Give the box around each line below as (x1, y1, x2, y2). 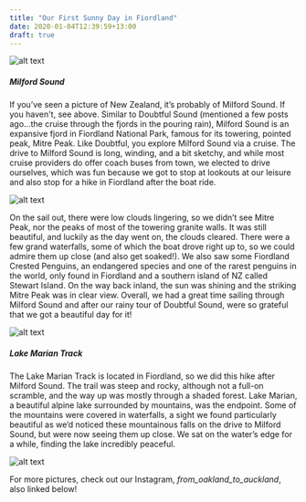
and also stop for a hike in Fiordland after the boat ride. (9, 177, 216, 188)
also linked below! (9, 484, 78, 495)
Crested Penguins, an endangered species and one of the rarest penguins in (9, 261, 297, 272)
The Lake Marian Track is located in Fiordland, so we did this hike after (9, 371, 276, 382)
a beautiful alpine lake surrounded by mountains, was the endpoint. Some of (9, 400, 297, 411)
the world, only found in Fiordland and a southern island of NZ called (9, 270, 268, 281)
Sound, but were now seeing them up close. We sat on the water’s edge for (9, 429, 293, 440)
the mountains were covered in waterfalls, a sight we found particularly (9, 410, 277, 421)
